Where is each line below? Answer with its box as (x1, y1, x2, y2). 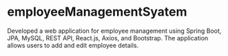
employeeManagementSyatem (7, 4, 187, 20)
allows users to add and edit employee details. (7, 41, 139, 49)
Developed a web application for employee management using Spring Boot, (7, 27, 222, 35)
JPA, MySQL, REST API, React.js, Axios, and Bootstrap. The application (7, 33, 209, 42)
